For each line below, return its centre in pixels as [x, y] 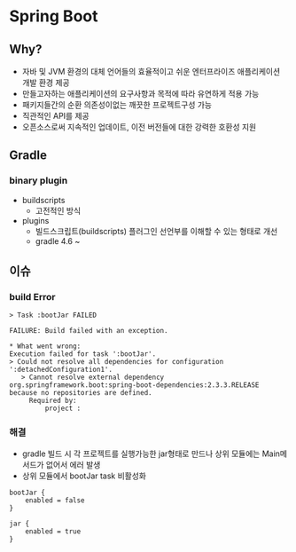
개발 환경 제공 [46, 83]
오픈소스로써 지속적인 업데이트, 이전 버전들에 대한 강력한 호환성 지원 [139, 127]
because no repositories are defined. [81, 393]
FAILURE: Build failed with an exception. [89, 331]
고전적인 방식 [58, 210]
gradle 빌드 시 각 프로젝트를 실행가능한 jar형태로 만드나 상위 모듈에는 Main [151, 453]
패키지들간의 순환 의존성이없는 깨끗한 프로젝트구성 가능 [117, 105]
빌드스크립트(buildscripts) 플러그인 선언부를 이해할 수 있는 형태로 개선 [156, 231]
